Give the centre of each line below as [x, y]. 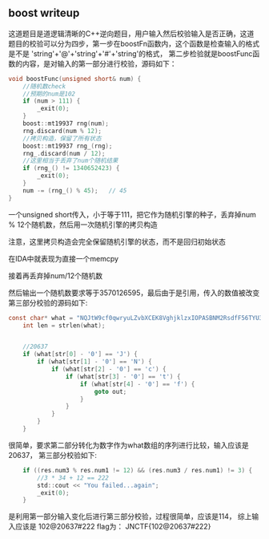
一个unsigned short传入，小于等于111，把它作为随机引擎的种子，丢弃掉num [132, 214]
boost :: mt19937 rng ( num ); [66, 124]
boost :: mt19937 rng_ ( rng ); [68, 146]
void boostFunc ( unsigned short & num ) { [75, 79]
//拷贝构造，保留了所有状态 [62, 138]
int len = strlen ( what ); [64, 325]
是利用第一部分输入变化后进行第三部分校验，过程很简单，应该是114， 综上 [130, 517]
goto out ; [110, 391]
